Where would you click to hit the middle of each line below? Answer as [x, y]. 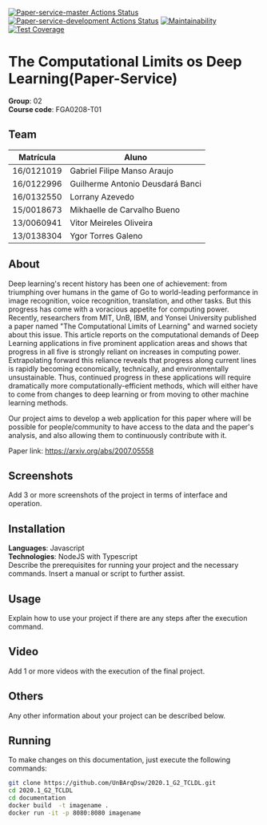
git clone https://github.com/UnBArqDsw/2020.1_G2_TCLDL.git [112, 783]
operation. [25, 504]
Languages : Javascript [47, 548]
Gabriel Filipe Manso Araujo [122, 171]
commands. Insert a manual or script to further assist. [97, 573]
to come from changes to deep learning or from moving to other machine [129, 394]
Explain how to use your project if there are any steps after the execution [128, 618]
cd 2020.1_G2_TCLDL [41, 791]
